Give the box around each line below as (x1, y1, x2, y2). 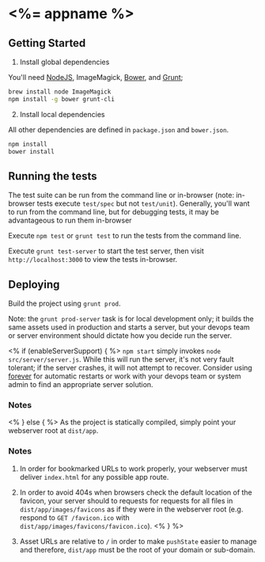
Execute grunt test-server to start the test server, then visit (8, 246, 204, 256)
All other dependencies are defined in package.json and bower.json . (8, 124, 229, 135)
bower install (8, 147, 55, 155)
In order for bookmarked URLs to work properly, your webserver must (19, 464, 248, 473)
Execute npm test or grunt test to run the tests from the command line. (8, 231, 241, 241)
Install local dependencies (19, 109, 105, 119)
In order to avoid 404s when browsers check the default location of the (19, 488, 253, 497)
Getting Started (8, 36, 86, 50)
